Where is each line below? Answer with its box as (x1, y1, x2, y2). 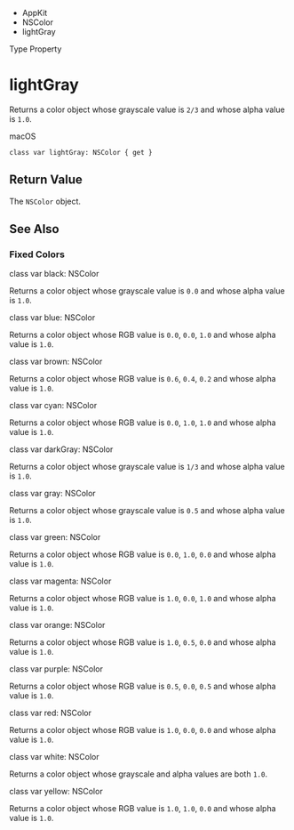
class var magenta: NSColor (9, 576, 112, 586)
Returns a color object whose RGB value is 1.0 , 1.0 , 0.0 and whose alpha (9, 803, 277, 814)
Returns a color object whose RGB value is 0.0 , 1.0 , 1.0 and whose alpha (9, 417, 277, 428)
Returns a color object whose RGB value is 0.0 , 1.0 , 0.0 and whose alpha (9, 549, 277, 560)
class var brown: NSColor (9, 356, 103, 367)
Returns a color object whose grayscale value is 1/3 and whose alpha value (9, 462, 286, 472)
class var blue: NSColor (9, 312, 96, 323)
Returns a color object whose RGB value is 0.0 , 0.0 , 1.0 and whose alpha (9, 329, 277, 341)
